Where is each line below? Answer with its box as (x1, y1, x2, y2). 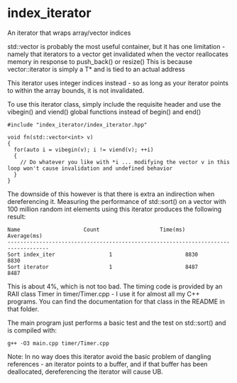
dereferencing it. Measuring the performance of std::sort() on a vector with (7, 197, 226, 205)
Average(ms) (7, 232, 43, 239)
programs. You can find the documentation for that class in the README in (7, 297, 225, 306)
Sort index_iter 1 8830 (7, 251, 199, 258)
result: (7, 212, 26, 221)
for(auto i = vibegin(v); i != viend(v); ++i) (13, 146, 154, 153)
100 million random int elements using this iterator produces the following (7, 205, 222, 213)
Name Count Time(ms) (7, 226, 186, 233)
